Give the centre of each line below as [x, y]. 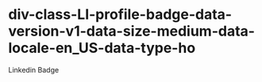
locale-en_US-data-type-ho [102, 48]
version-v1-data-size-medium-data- [132, 31]
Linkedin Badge [34, 69]
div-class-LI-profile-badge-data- [120, 15]
